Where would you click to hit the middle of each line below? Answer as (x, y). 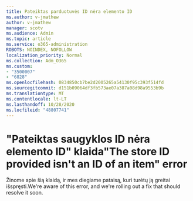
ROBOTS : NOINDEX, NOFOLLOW (39, 50)
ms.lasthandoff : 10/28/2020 (40, 104)
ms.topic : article (28, 39)
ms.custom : (19, 66)
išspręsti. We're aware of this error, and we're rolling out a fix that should (93, 186)
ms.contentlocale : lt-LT (36, 99)
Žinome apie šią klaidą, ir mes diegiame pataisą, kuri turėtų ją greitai (88, 180)
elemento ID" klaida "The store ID (88, 151)
